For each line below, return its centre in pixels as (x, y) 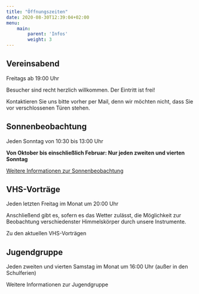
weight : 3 (40, 40)
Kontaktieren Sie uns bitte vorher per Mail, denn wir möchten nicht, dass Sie (100, 101)
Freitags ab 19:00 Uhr (33, 78)
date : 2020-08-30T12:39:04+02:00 (48, 17)
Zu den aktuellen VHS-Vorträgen (46, 234)
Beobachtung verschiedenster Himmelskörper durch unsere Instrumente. (96, 222)
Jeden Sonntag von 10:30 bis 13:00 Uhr (55, 141)
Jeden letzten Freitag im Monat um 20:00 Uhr (62, 204)
